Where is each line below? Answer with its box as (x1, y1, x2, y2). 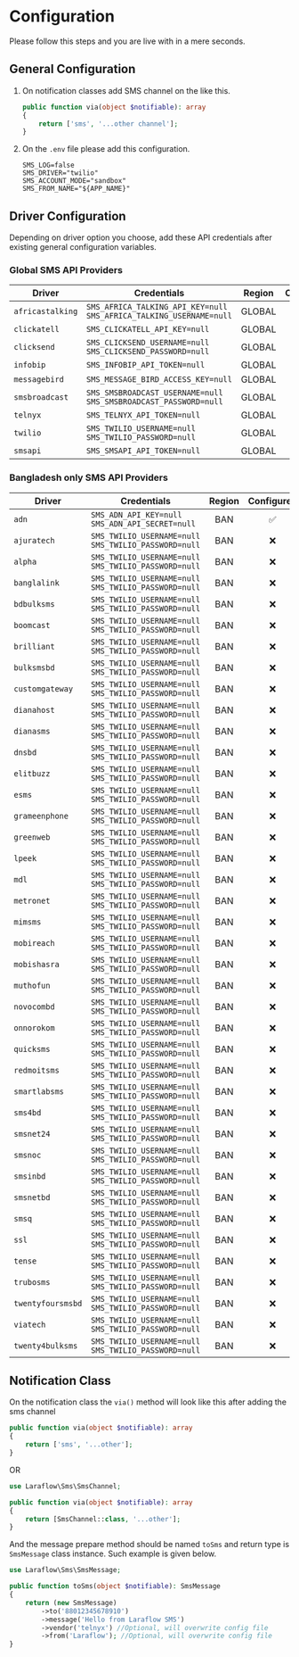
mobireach (13, 938, 55, 948)
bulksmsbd (13, 662, 55, 673)
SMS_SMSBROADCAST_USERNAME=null (85, 388, 224, 398)
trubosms (13, 1277, 51, 1287)
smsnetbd (13, 1192, 51, 1202)
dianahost (13, 705, 55, 715)
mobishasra (13, 959, 60, 969)
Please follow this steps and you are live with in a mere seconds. (9, 36, 246, 46)
